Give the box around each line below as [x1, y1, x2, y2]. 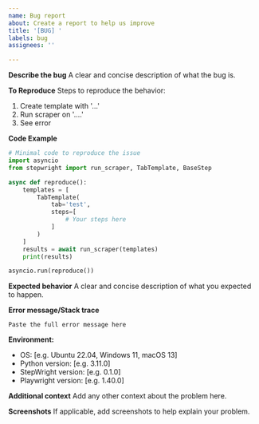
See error [19, 118, 52, 128]
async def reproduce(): [8, 178, 88, 186]
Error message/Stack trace [8, 305, 100, 315]
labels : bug [8, 34, 48, 42]
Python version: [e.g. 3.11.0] [19, 359, 111, 368]
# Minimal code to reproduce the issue [8, 149, 141, 157]
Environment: [8, 335, 54, 344]
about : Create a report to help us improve [8, 19, 155, 27]
